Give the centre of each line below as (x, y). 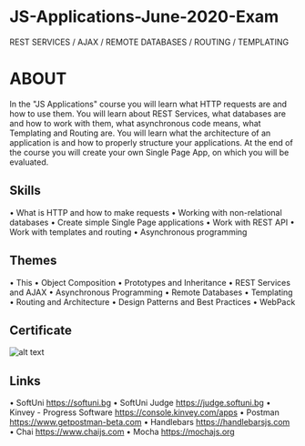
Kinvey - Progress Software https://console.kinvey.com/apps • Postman (144, 412)
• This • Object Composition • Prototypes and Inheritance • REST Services (150, 282)
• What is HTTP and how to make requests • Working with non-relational (146, 212)
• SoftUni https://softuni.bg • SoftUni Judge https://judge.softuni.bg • (140, 403)
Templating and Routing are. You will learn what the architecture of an (140, 133)
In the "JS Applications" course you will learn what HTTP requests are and (148, 104)
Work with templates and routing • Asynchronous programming (128, 232)
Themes (33, 261)
